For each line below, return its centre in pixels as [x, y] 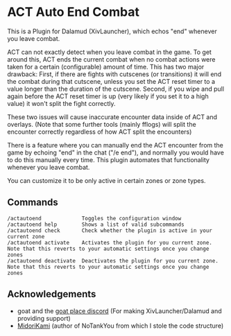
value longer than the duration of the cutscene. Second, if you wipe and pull [115, 89]
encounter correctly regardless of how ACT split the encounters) [100, 132]
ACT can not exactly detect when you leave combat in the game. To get [109, 52]
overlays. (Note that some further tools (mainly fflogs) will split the [102, 124]
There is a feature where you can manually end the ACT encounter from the [115, 145]
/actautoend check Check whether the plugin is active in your [110, 230]
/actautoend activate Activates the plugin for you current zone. [110, 242]
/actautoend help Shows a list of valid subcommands [96, 224]
